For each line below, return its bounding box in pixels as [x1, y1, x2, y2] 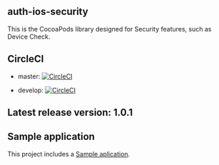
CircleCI [7, 53, 44, 65]
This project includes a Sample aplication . [7, 149, 131, 158]
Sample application [7, 131, 95, 143]
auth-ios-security [7, 6, 88, 18]
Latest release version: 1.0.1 [7, 106, 133, 119]
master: [17, 71, 41, 81]
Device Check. [7, 32, 51, 41]
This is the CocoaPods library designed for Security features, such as [7, 24, 212, 33]
